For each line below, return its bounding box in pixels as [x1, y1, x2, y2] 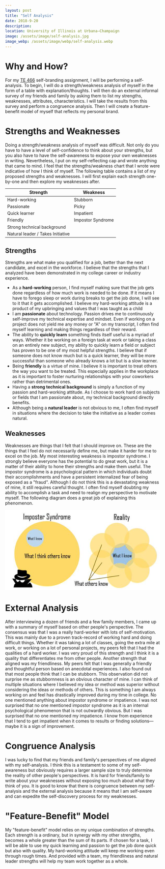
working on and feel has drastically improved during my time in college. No [5, 692, 157, 698]
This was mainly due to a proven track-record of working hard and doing [5, 634, 152, 640]
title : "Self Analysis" [5, 13, 54, 18]
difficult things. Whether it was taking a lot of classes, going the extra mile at [5, 640, 160, 646]
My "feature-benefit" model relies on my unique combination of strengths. [5, 827, 155, 833]
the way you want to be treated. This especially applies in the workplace [12, 368, 159, 374]
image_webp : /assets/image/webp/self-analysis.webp [5, 39, 113, 44]
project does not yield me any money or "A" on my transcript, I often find [12, 321, 159, 327]
